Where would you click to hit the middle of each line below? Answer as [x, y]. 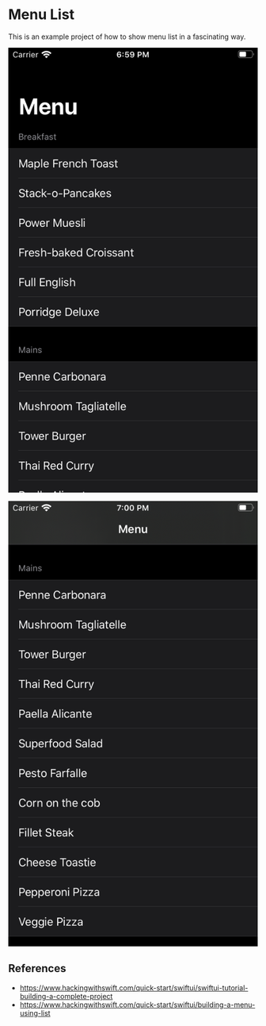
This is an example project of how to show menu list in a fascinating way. [127, 37]
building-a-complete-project [66, 996]
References [37, 968]
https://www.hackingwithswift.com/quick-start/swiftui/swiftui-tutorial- [134, 988]
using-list [35, 1013]
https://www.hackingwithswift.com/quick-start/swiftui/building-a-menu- [137, 1005]
